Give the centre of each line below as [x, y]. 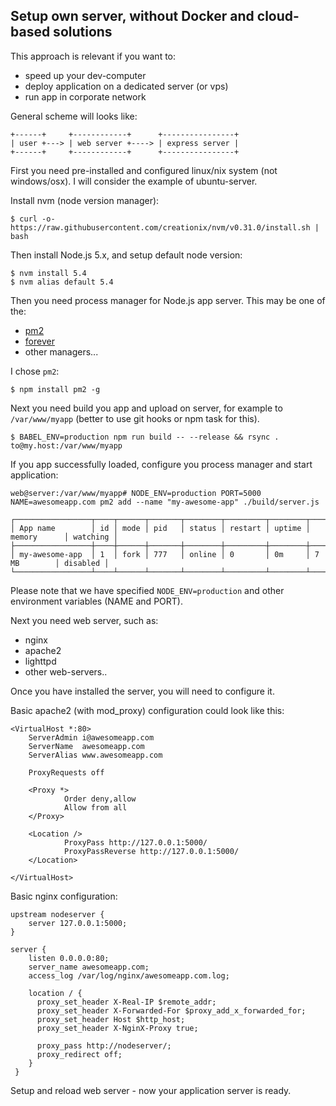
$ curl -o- [33, 219]
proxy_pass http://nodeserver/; [104, 1045]
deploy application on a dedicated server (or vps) [126, 86]
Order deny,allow [100, 799]
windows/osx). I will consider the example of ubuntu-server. [134, 181]
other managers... [61, 351]
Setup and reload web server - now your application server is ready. [151, 1090]
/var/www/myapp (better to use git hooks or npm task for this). [135, 418]
